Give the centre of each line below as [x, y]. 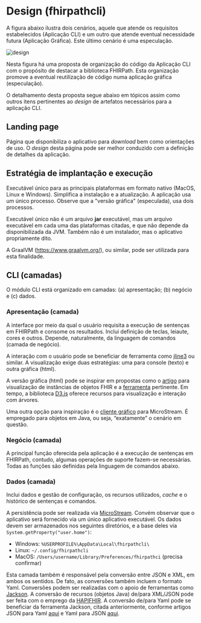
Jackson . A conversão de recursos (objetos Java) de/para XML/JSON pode [100, 594]
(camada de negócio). [34, 344]
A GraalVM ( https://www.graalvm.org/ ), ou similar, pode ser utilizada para [97, 250]
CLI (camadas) [34, 275]
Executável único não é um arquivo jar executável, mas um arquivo [89, 219]
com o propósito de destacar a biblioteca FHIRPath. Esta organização [93, 70]
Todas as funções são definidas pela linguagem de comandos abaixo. [93, 466]
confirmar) [28, 563]
